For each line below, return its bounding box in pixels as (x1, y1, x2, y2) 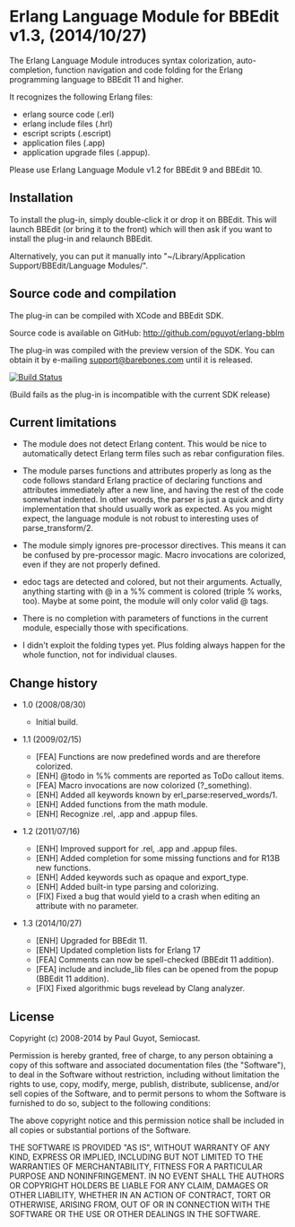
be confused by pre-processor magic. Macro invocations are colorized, (22, 550, 287, 561)
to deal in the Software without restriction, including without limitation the (9, 1069, 280, 1080)
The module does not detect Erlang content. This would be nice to (22, 439, 267, 449)
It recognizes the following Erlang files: (9, 91, 153, 102)
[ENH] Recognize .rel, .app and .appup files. (35, 809, 198, 820)
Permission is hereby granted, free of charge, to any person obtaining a (9, 1050, 273, 1060)
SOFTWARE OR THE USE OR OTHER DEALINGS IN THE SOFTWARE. (9, 1209, 261, 1219)
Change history (9, 675, 99, 691)
